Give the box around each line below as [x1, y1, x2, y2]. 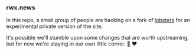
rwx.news [6, 3, 35, 12]
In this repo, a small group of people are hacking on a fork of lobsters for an [6, 17, 190, 24]
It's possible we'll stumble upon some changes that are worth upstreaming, [6, 34, 189, 41]
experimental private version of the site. [6, 23, 103, 30]
